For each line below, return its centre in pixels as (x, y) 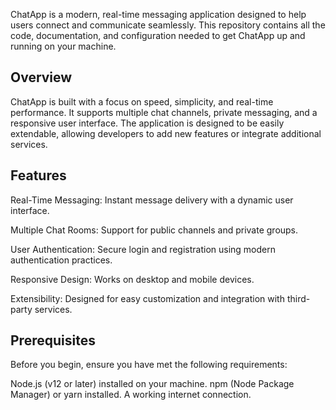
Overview (41, 77)
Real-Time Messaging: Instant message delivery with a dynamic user (152, 200)
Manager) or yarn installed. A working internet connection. (131, 395)
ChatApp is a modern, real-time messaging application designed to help (158, 14)
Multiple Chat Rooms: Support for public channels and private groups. (154, 230)
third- (298, 298)
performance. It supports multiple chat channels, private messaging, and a (164, 112)
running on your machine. (63, 46)
